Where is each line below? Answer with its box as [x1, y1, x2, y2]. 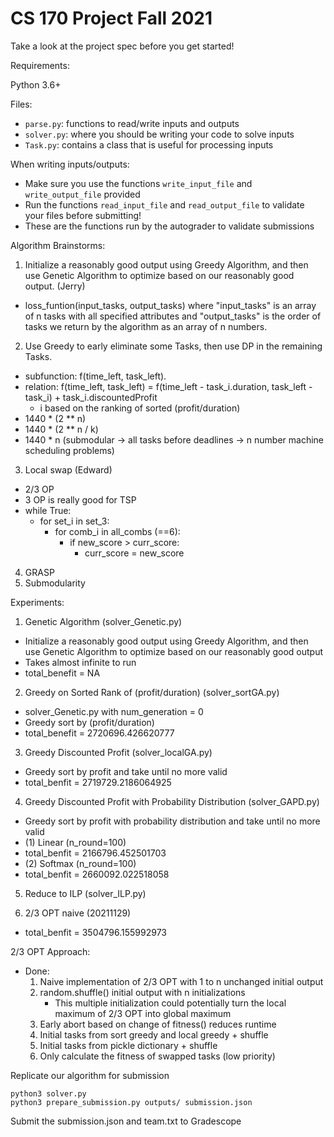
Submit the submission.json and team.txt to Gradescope [10, 1115, 242, 1127]
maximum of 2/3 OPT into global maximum [54, 1007, 232, 1019]
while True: [24, 504, 72, 516]
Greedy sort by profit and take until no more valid [24, 765, 228, 777]
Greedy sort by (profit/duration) [24, 716, 155, 728]
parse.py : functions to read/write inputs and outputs [24, 117, 240, 129]
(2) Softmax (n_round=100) [24, 857, 137, 869]
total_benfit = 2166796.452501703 [24, 847, 167, 859]
